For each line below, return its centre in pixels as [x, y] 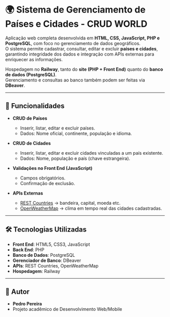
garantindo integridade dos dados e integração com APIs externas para [80, 54]
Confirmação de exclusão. [48, 183]
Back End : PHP [28, 250]
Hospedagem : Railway [36, 271]
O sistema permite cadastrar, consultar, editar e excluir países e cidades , [81, 49]
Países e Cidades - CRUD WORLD [76, 24]
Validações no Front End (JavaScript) [52, 168]
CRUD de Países [30, 118]
